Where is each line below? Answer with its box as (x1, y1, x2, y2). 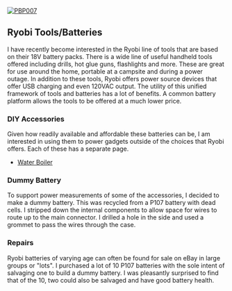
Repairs (7, 238, 34, 248)
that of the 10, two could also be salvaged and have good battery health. (7, 276, 215, 284)
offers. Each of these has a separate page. (7, 144, 129, 153)
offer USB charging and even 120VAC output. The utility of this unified (7, 82, 207, 90)
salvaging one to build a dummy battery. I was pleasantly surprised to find (7, 268, 219, 277)
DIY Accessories (7, 114, 65, 124)
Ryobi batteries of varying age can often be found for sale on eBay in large (7, 253, 221, 262)
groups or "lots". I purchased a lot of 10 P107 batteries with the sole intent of (7, 261, 225, 269)
